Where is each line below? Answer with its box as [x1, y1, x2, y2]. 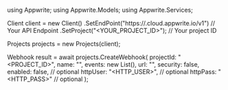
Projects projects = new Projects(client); [7, 40, 121, 47]
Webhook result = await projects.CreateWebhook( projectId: [7, 53, 177, 61]
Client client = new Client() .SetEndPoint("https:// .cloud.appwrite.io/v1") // [7, 19, 216, 27]
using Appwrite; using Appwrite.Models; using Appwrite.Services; [7, 6, 194, 14]
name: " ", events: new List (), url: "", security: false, [57, 60, 200, 68]
